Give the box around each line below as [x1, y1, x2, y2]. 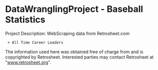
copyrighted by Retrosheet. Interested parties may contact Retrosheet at [5, 54, 154, 60]
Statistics [5, 14, 46, 25]
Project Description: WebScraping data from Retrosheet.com [5, 30, 130, 36]
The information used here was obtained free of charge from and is [5, 49, 144, 55]
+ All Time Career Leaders [7, 40, 64, 45]
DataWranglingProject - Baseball [5, 3, 144, 15]
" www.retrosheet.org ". [5, 59, 51, 65]
